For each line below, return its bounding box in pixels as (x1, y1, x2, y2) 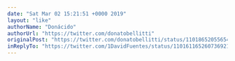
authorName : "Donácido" (7, 23, 77, 30)
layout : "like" (7, 17, 52, 24)
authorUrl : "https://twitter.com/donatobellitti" (7, 29, 155, 37)
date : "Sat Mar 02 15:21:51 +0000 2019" (7, 10, 127, 18)
